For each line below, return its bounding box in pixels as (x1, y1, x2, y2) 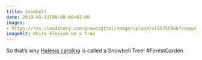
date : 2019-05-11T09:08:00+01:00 (6, 14, 90, 20)
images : (6, 20, 26, 26)
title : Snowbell (6, 8, 47, 15)
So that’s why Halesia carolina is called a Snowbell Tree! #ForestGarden (6, 47, 183, 54)
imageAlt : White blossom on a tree (6, 31, 96, 37)
